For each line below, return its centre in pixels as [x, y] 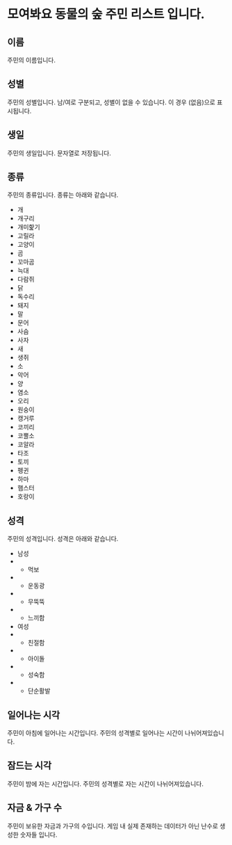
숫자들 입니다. [39, 835]
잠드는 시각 [30, 766]
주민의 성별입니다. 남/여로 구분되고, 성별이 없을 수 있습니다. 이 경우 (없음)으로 [111, 102]
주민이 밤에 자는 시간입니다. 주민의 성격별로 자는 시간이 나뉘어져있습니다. [105, 784]
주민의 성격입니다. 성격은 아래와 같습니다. [63, 539]
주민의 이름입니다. [32, 60]
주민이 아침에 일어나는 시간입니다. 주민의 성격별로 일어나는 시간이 [96, 733]
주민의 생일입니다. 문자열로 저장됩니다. [59, 153]
